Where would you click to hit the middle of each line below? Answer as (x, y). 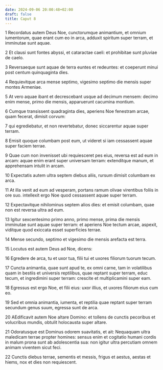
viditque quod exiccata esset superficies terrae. (53, 230)
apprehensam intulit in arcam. (35, 166)
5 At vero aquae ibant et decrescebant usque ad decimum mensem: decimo (81, 97)
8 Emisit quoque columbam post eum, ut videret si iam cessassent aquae (79, 141)
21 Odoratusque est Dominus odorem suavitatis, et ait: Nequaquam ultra (78, 332)
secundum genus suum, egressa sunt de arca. (52, 308)
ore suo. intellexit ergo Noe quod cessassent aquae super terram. (71, 195)
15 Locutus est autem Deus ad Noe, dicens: (49, 249)
